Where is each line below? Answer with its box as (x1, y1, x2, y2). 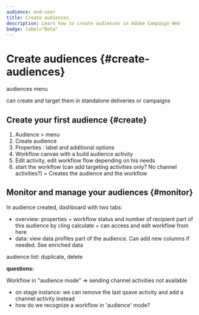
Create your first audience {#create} (6, 115, 147, 125)
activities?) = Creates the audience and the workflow (15, 170, 147, 177)
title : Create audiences (6, 15, 69, 21)
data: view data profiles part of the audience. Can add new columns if (15, 235, 190, 242)
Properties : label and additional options (15, 144, 115, 151)
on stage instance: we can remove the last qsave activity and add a (15, 288, 184, 296)
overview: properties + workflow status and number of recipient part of (15, 215, 194, 222)
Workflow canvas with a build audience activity (15, 150, 133, 157)
